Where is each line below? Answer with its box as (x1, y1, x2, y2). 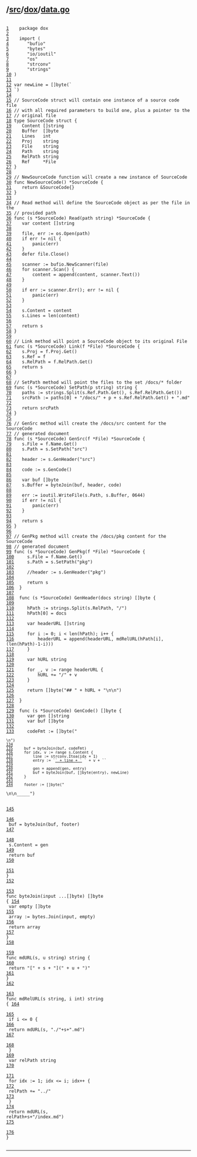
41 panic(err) (6, 240, 59, 247)
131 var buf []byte (6, 718, 64, 724)
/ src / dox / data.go (6, 5, 70, 15)
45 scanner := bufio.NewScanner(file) (6, 261, 109, 267)
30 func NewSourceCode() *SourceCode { (6, 179, 104, 185)
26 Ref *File (6, 158, 57, 165)
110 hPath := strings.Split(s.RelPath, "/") (6, 605, 127, 611)
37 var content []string (6, 220, 75, 226)
